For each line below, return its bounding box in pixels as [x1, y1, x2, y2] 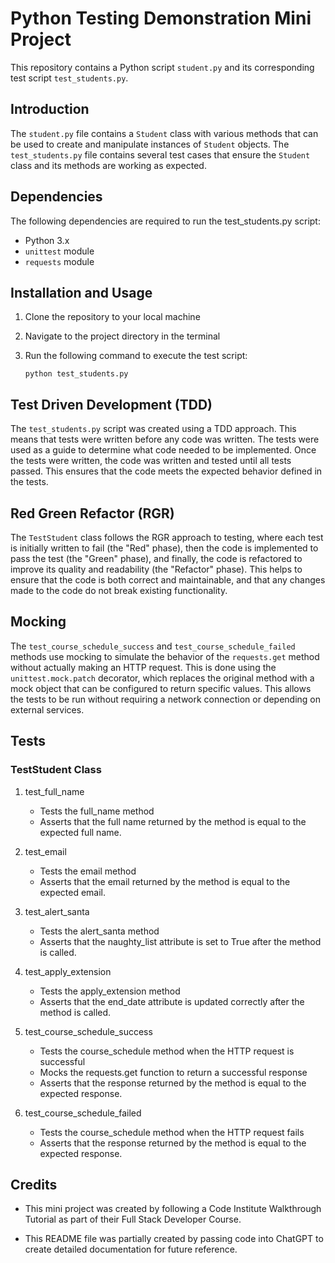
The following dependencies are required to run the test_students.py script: [10, 215, 321, 227]
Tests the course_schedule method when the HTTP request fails [39, 1126, 305, 1138]
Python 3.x [24, 234, 70, 246]
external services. [10, 703, 85, 716]
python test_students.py [24, 369, 129, 379]
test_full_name [24, 785, 85, 797]
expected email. [39, 886, 107, 898]
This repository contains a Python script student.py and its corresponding [10, 61, 315, 73]
